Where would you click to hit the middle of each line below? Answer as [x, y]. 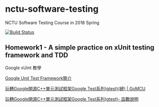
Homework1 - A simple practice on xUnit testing [80, 48]
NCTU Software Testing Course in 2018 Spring [52, 23]
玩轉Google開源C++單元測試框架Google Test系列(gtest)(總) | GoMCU [75, 88]
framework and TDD [37, 55]
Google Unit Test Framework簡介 [38, 78]
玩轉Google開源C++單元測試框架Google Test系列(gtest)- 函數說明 [72, 99]
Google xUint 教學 [23, 68]
